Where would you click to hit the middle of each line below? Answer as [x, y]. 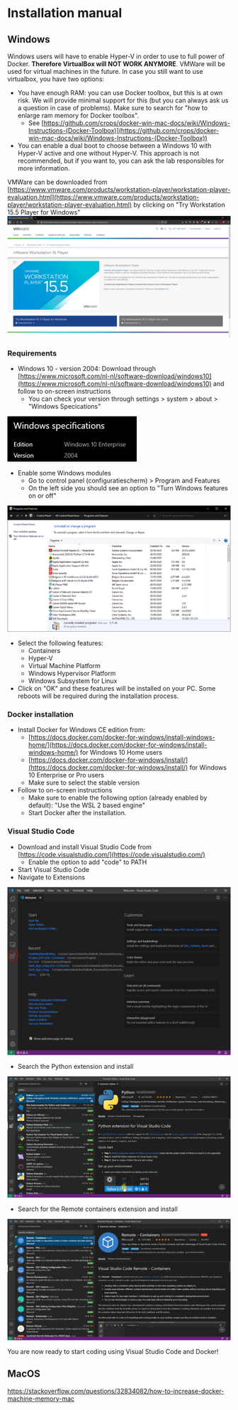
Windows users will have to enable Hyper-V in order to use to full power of [116, 56]
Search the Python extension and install [75, 1066]
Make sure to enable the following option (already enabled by [118, 798]
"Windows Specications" [64, 406]
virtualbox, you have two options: [56, 79]
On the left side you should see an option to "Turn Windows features [128, 488]
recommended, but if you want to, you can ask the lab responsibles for [121, 161]
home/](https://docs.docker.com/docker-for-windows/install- [118, 745]
